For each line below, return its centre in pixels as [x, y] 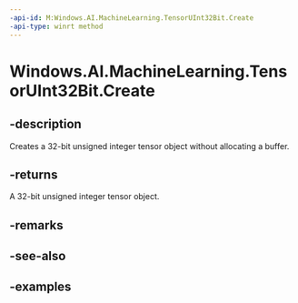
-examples [40, 287]
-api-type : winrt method [56, 26]
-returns [34, 174]
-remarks [36, 225]
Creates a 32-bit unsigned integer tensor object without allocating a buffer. [149, 146]
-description [45, 124]
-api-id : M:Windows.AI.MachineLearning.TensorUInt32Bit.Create [132, 18]
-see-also [38, 256]
